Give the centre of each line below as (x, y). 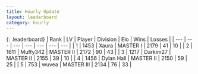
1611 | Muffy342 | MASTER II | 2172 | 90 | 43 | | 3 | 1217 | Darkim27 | (89, 52)
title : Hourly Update (33, 12)
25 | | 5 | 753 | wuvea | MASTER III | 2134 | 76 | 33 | (69, 65)
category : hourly (28, 22)
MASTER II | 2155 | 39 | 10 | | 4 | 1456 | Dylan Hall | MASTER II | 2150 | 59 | (97, 58)
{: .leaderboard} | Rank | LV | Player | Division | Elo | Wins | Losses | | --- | (96, 40)
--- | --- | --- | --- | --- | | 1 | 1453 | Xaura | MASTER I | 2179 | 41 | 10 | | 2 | (103, 46)
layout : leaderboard (32, 17)
